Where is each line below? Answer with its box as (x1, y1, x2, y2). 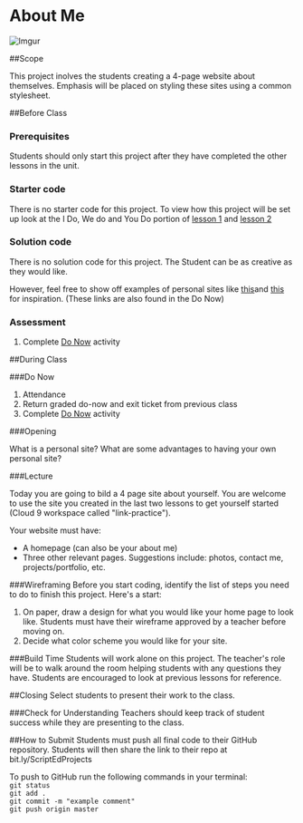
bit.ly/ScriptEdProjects (9, 754, 92, 765)
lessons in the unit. (9, 160, 80, 171)
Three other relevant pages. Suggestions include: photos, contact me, (22, 552, 284, 563)
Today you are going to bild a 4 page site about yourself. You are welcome (9, 489, 287, 499)
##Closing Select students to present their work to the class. (9, 690, 235, 701)
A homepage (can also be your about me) (22, 543, 178, 554)
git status (9, 781, 51, 790)
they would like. (9, 266, 68, 276)
